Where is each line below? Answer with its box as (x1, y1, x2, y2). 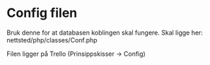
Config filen (6, 5, 78, 21)
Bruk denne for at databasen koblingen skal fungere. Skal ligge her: (6, 28, 203, 37)
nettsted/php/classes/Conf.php (6, 35, 98, 44)
